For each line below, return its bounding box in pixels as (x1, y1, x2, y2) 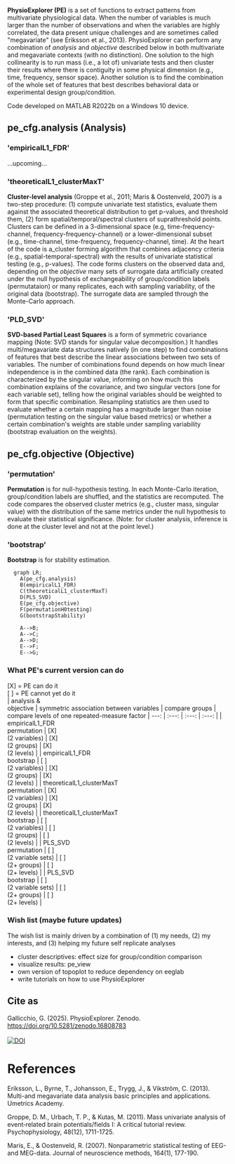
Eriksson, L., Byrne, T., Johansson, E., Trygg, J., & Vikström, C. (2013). (7, 1084, 210, 1092)
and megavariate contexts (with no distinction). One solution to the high (7, 51, 214, 59)
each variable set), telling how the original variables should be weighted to (7, 390, 222, 399)
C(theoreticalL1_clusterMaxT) (20, 588, 109, 595)
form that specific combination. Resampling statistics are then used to (7, 398, 210, 406)
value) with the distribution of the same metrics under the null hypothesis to (7, 507, 226, 516)
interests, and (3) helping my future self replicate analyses (7, 939, 176, 947)
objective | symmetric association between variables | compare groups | (7, 704, 216, 712)
